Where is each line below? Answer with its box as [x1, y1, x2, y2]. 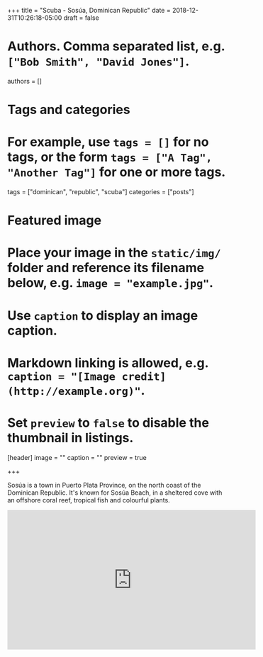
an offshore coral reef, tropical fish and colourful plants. [7, 495, 170, 504]
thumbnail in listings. [7, 430, 134, 446]
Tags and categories [7, 102, 130, 118]
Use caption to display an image [7, 308, 198, 323]
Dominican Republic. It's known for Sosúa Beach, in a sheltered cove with [7, 488, 223, 497]
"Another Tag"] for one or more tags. [7, 164, 226, 180]
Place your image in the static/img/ [7, 245, 221, 261]
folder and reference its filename [7, 260, 204, 276]
